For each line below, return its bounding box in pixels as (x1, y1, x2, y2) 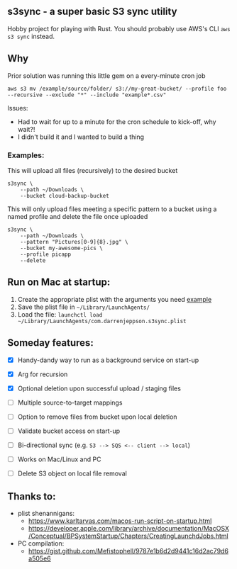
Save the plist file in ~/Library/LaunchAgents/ (17, 303, 150, 311)
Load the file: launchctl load (17, 310, 103, 318)
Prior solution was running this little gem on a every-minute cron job (7, 71, 206, 80)
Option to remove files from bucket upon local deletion (17, 412, 177, 421)
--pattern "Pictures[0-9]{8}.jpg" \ (20, 238, 129, 245)
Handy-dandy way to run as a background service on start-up (17, 356, 199, 364)
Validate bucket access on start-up (17, 427, 121, 435)
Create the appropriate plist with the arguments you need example (17, 295, 212, 303)
